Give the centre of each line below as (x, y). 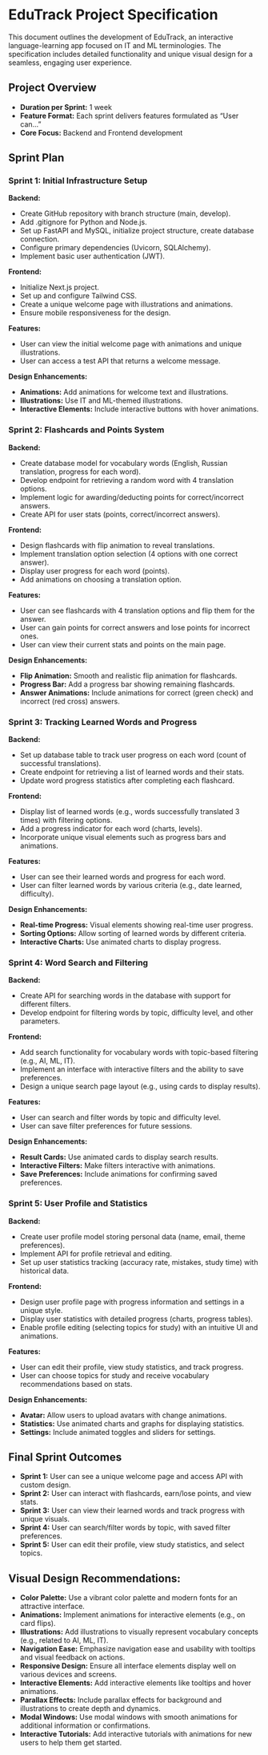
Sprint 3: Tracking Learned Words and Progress (103, 722)
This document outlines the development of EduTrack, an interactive (121, 37)
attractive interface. (52, 1607)
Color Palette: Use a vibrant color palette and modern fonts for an (128, 1598)
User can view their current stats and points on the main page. (123, 644)
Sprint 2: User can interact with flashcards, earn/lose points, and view (136, 1494)
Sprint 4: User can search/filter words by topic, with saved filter (125, 1528)
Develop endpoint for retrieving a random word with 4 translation (127, 480)
